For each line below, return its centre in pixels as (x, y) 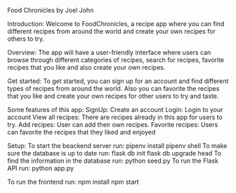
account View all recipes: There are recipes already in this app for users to (115, 117)
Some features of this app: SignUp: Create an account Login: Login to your (115, 110)
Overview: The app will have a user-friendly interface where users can (109, 52)
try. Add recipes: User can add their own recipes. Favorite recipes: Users (113, 125)
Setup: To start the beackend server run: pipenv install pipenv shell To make (117, 146)
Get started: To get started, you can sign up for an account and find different (118, 81)
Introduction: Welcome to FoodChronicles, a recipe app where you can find (116, 24)
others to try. (26, 39)
